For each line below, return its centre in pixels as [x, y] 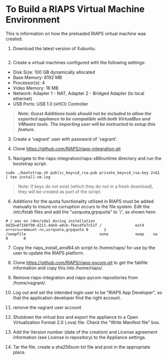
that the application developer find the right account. [67, 298]
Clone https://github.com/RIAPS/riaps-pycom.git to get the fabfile [80, 262]
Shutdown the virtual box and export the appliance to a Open [76, 317]
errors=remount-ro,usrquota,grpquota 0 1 [56, 230]
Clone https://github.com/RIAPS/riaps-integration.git [67, 148]
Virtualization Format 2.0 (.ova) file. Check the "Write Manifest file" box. [86, 322]
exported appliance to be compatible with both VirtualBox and [84, 119]
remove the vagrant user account [47, 307]
